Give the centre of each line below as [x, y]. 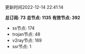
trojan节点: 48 [26, 34]
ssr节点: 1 [22, 46]
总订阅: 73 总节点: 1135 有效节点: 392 [43, 18]
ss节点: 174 [23, 28]
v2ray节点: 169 [27, 40]
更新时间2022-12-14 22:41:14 [34, 7]
